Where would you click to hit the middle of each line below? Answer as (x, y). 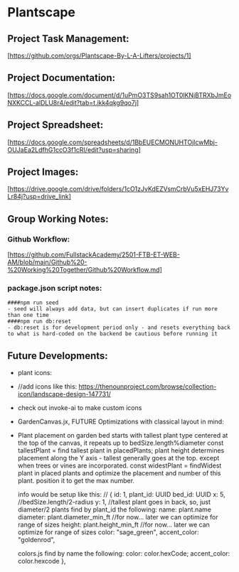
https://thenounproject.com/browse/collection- (148, 387)
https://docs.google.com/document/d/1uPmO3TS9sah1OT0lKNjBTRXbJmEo (121, 95)
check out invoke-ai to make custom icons (80, 408)
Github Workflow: (39, 239)
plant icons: (34, 373)
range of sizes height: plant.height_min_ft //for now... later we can (113, 525)
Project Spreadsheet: (55, 125)
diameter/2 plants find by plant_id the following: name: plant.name (115, 509)
